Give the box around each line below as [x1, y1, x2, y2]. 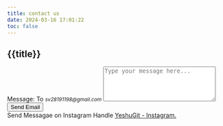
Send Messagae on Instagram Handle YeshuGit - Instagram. [7, 111, 177, 120]
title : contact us [7, 10, 60, 17]
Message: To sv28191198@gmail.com [7, 95, 102, 103]
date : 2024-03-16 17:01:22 [7, 16, 84, 23]
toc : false [7, 23, 38, 29]
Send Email [10, 103, 40, 111]
